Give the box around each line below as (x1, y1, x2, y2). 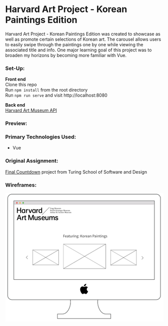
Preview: (5, 120, 28, 127)
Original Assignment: (5, 157, 59, 165)
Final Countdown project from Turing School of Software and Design (5, 169, 147, 175)
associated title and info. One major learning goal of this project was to (5, 47, 152, 53)
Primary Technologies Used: (5, 133, 76, 140)
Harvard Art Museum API (5, 107, 57, 114)
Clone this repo (5, 81, 37, 88)
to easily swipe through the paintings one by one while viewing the (5, 41, 143, 47)
